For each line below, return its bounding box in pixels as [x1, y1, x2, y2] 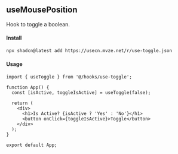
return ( [11, 100, 33, 107]
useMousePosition [6, 5, 78, 15]
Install [6, 34, 22, 41]
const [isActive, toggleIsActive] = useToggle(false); [11, 90, 151, 96]
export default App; [6, 142, 58, 149]
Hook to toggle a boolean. [6, 20, 70, 28]
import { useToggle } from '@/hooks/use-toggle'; [6, 74, 133, 80]
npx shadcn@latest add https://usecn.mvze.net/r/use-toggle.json [6, 48, 172, 54]
